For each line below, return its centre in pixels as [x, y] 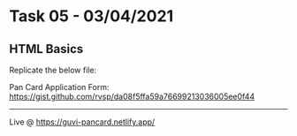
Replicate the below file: [53, 70]
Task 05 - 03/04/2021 [91, 16]
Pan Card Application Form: [59, 87]
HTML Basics [46, 49]
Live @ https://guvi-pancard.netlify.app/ [82, 122]
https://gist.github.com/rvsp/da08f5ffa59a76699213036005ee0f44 [132, 96]
